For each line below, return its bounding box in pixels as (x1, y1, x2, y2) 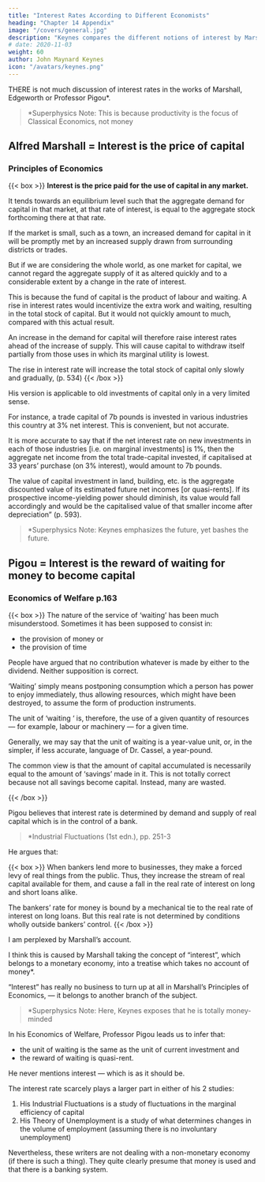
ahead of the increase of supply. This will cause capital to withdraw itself (8, 341, 245, 351)
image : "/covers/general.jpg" (8, 26, 108, 34)
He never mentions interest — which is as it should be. (8, 1068, 185, 1078)
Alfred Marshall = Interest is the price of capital (8, 140, 245, 153)
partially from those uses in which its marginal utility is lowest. (8, 350, 210, 359)
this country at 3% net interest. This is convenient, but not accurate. (8, 421, 230, 430)
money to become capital (8, 569, 136, 582)
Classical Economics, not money (27, 116, 134, 126)
